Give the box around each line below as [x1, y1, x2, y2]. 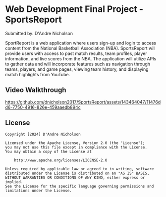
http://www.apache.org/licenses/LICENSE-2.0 [14, 157, 108, 163]
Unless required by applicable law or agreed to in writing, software [5, 166, 154, 171]
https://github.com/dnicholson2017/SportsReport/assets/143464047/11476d [5, 99, 161, 105]
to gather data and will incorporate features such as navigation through [5, 61, 150, 67]
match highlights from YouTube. [5, 71, 70, 77]
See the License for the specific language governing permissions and [5, 184, 154, 189]
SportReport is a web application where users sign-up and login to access [5, 40, 157, 46]
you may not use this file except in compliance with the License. [5, 145, 148, 149]
